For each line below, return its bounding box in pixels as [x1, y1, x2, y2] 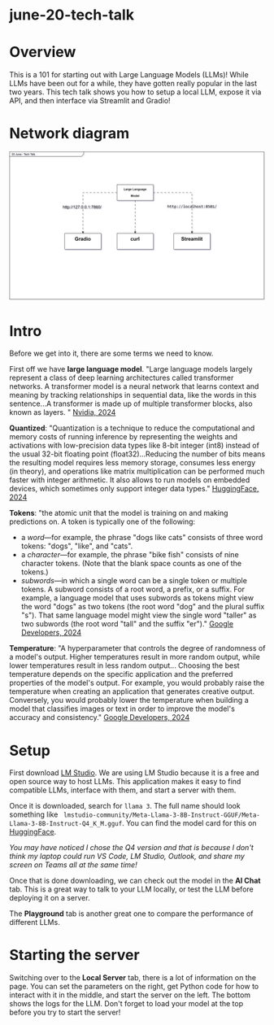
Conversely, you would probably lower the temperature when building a [9, 696, 249, 705]
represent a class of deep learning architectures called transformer [9, 373, 234, 383]
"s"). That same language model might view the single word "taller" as [20, 610, 257, 620]
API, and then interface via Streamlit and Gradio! [9, 96, 171, 106]
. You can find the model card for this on [121, 818, 257, 828]
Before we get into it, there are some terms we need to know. [9, 348, 214, 359]
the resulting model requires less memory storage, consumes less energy [9, 458, 256, 468]
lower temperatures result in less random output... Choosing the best [9, 661, 240, 670]
